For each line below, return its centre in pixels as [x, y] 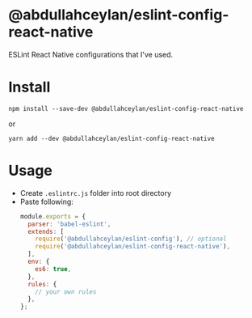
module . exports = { [53, 216]
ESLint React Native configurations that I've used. [91, 54]
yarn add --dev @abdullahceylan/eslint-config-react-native [112, 138]
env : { [39, 262]
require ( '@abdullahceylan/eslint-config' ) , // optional [131, 239]
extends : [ [46, 231]
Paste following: [47, 201]
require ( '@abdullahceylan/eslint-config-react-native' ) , [133, 247]
